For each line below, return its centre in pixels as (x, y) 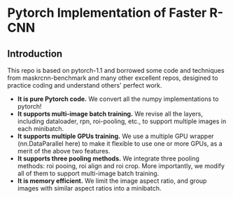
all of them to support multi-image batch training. (88, 173)
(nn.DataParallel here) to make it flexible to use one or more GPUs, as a (120, 144)
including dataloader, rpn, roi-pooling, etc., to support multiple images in (122, 121)
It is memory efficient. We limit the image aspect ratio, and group (112, 181)
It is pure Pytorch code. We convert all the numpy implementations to (118, 99)
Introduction (35, 54)
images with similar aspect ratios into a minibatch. (90, 188)
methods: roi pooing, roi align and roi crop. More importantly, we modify (121, 166)
